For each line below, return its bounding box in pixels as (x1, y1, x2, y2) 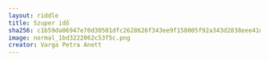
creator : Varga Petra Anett (8, 41, 102, 49)
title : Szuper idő (8, 19, 70, 27)
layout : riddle (8, 11, 59, 20)
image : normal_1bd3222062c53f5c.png (8, 33, 130, 42)
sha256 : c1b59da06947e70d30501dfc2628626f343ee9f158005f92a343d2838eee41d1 (8, 26, 267, 34)
